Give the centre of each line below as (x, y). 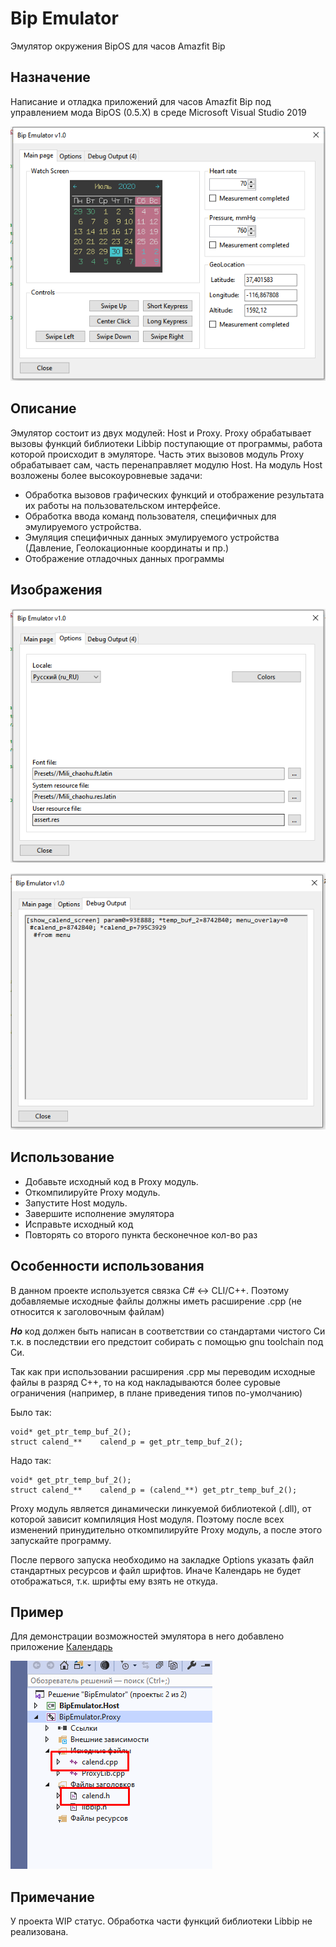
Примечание (52, 1897)
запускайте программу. (61, 1540)
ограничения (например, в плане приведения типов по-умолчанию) (156, 1393)
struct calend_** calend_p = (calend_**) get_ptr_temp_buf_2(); (154, 1490)
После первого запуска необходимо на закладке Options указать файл (162, 1559)
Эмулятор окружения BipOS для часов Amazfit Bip (118, 46)
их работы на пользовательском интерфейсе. (122, 505)
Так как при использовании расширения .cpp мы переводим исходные (163, 1371)
